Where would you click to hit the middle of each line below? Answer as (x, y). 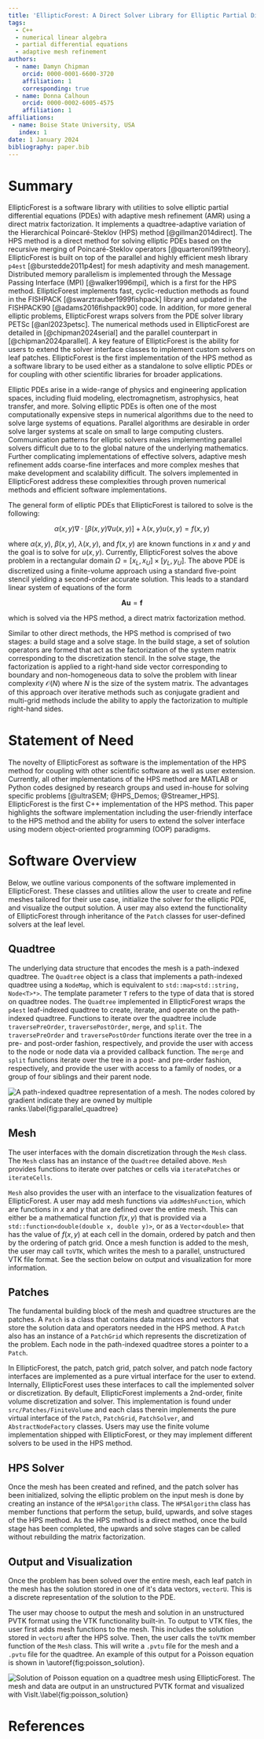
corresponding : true (56, 88)
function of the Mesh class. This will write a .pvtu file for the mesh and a (124, 1646)
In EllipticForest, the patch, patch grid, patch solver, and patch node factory (130, 1368)
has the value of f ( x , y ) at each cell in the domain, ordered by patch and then (132, 1234)
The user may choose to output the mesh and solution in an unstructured (126, 1612)
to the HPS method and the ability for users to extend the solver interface (126, 821)
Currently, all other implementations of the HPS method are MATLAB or (123, 780)
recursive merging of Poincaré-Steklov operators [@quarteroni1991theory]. (130, 249)
